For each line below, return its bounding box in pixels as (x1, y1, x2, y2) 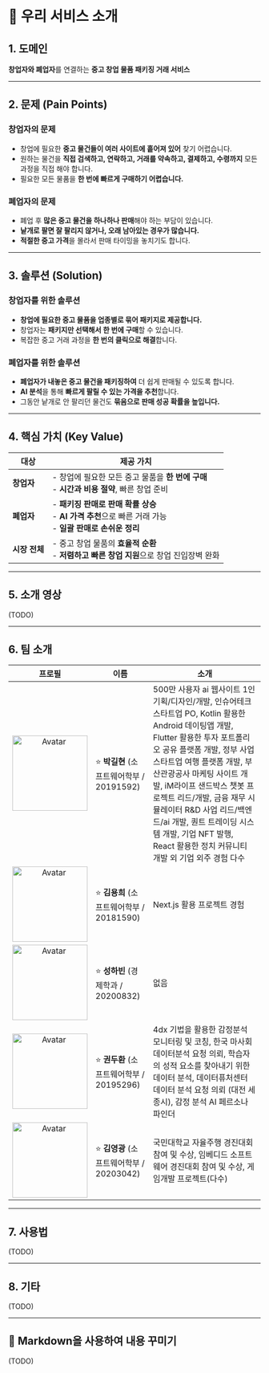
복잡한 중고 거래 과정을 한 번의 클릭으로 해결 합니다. (19, 335, 178, 344)
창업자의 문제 (8, 124, 56, 135)
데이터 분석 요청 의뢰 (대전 (153, 1085, 247, 1096)
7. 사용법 (8, 1225, 48, 1239)
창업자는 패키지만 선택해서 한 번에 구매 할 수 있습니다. (19, 324, 184, 334)
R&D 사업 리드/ (184, 805, 238, 816)
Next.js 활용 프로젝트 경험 (153, 899, 245, 911)
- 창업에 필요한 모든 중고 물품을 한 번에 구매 (51, 471, 207, 483)
